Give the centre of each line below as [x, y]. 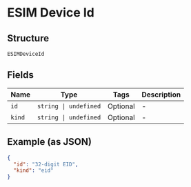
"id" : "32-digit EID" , [46, 164]
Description [161, 95]
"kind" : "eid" [33, 170]
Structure [28, 38]
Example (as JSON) [49, 142]
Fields [21, 75]
